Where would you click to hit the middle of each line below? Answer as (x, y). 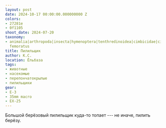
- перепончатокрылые (26, 78)
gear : (11, 87)
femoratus (20, 46)
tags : (11, 64)
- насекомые (17, 74)
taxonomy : (15, 37)
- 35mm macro (19, 96)
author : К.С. (19, 55)
